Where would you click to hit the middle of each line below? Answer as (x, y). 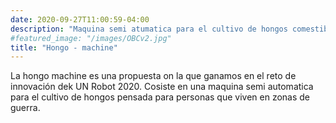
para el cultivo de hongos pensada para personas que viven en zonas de (160, 97)
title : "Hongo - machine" (64, 47)
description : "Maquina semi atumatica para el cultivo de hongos (149, 29)
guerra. (25, 108)
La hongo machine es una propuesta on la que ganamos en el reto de (153, 76)
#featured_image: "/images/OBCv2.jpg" (91, 38)
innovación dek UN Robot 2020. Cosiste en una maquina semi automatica (162, 87)
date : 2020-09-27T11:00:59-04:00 (80, 19)
